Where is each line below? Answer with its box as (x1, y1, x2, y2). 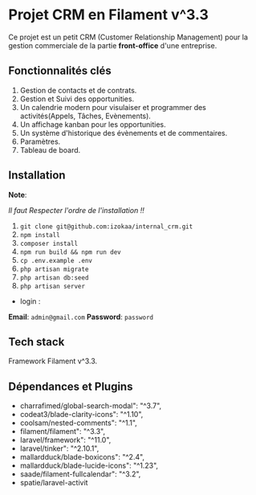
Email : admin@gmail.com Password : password (8, 312, 154, 321)
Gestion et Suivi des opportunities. (19, 94, 135, 104)
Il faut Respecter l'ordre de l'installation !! (8, 205, 144, 215)
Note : (8, 190, 27, 199)
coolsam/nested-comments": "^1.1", (19, 418, 138, 427)
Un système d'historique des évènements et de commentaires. (19, 128, 228, 137)
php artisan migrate (19, 265, 89, 273)
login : (19, 296, 41, 306)
